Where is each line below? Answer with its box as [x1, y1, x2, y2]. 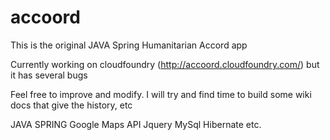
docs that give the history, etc [10, 99, 133, 111]
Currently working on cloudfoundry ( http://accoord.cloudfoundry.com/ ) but [10, 58, 320, 70]
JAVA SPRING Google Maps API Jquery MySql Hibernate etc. [10, 118, 262, 130]
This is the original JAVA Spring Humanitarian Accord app [10, 39, 248, 51]
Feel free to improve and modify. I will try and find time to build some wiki [10, 88, 312, 100]
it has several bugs [10, 69, 88, 81]
